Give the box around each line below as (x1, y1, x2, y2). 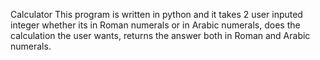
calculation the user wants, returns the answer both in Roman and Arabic (10, 30, 311, 41)
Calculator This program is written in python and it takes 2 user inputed (10, 9, 303, 20)
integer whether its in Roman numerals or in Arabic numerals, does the (10, 19, 301, 31)
